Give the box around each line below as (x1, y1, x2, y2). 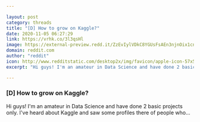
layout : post (6, 14, 39, 20)
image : (6, 42, 23, 48)
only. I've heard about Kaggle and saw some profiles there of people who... (6, 109, 190, 116)
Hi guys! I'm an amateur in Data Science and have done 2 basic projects (6, 102, 183, 109)
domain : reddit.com (6, 47, 55, 54)
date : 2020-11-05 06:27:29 (6, 30, 73, 36)
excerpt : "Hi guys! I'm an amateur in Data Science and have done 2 (6, 64, 180, 70)
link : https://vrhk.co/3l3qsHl (6, 36, 84, 42)
